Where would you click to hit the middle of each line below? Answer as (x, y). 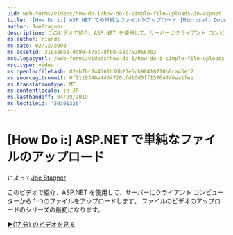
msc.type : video (31, 65)
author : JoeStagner (35, 26)
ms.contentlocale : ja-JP (43, 91)
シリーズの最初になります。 (64, 209)
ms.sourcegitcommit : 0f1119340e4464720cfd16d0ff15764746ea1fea (101, 78)
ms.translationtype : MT (42, 84)
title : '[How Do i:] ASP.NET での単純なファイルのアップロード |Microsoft (109, 20)
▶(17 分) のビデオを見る (41, 224)
